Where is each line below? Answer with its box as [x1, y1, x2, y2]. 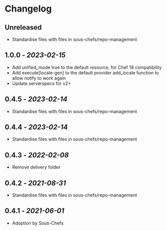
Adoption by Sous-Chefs [12, 220, 64, 226]
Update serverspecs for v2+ [12, 80, 71, 86]
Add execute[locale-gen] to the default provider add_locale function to [12, 69, 159, 75]
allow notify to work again [12, 75, 66, 81]
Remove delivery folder [12, 164, 61, 170]
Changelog [5, 3, 52, 15]
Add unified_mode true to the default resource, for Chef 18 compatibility [12, 64, 162, 70]
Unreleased [5, 23, 42, 32]
